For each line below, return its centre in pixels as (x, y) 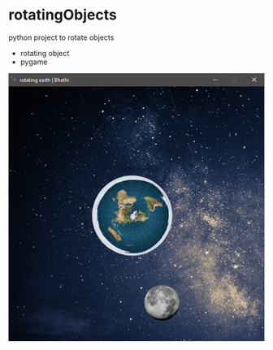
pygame (34, 62)
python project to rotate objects (61, 37)
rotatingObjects (63, 15)
